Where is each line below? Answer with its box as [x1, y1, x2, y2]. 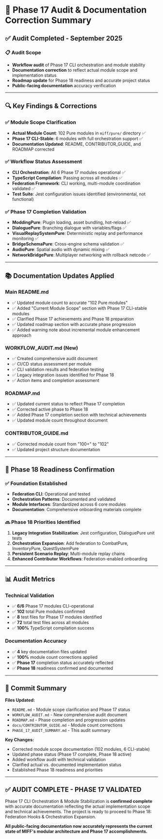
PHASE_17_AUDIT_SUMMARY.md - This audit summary [12, 727, 111, 733]
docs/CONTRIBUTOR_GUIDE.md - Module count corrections [12, 722, 123, 728]
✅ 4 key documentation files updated [12, 648, 87, 654]
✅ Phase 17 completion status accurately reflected [12, 660, 114, 666]
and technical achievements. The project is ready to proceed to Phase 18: [5, 809, 152, 815]
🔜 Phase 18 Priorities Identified [5, 519, 81, 526]
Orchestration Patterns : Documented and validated [12, 496, 116, 502]
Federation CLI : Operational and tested [12, 491, 91, 497]
